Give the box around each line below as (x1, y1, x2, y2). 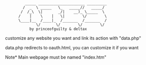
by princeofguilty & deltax (29, 27, 87, 32)
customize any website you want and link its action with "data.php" (5, 35, 142, 41)
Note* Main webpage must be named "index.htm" (5, 54, 107, 60)
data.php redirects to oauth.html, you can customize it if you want (5, 45, 139, 50)
